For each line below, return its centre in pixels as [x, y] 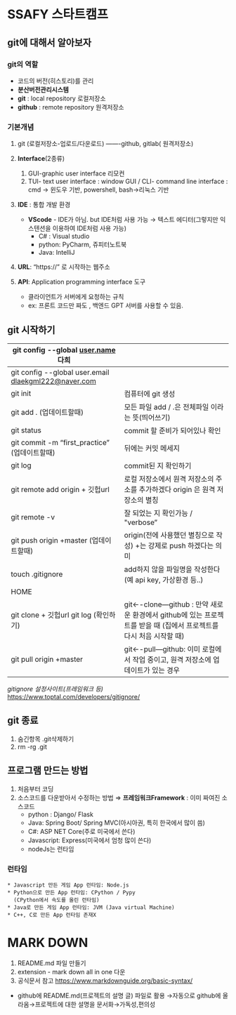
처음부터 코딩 [35, 789]
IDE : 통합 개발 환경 [44, 205]
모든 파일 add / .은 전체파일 [166, 406]
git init [21, 393]
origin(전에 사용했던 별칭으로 [169, 535]
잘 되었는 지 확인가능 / [158, 513]
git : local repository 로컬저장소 [62, 98]
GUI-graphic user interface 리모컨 [76, 173]
